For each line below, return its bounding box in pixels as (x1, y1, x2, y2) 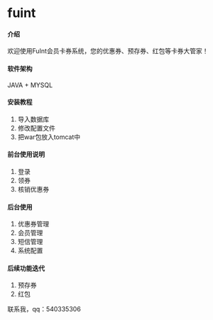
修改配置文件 (17, 123, 55, 132)
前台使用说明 (7, 150, 45, 159)
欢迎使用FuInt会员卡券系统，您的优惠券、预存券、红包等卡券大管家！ (7, 47, 209, 55)
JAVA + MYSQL (7, 80, 53, 89)
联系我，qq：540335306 (7, 305, 82, 314)
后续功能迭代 (7, 264, 45, 272)
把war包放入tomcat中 (17, 133, 81, 141)
